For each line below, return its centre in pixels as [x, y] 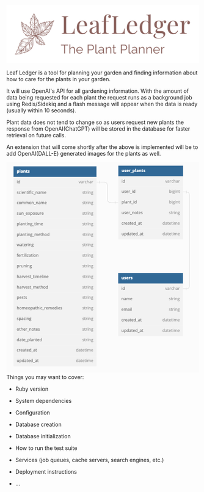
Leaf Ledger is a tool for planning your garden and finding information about [102, 73]
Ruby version [32, 389]
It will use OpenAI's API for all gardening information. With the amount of [98, 91]
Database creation [38, 425]
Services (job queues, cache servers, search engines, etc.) [89, 460]
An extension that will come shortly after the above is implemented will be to [102, 147]
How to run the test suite [46, 448]
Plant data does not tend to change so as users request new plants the [95, 122]
